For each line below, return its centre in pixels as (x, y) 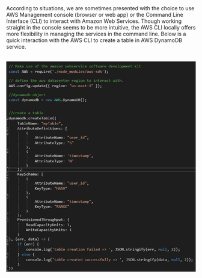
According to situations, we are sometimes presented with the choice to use (100, 8)
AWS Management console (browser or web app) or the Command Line (95, 15)
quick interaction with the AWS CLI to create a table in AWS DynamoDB (94, 40)
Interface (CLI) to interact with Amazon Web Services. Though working (94, 21)
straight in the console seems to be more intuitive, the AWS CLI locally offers (101, 27)
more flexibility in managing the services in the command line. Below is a (96, 34)
